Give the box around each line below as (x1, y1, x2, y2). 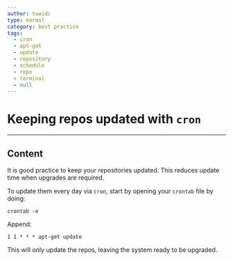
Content (7, 148, 44, 159)
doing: (7, 194, 26, 203)
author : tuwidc (7, 10, 51, 17)
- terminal (13, 74, 45, 82)
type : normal (7, 17, 45, 24)
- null (13, 81, 33, 88)
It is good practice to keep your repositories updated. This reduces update (7, 166, 220, 174)
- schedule (13, 62, 45, 69)
